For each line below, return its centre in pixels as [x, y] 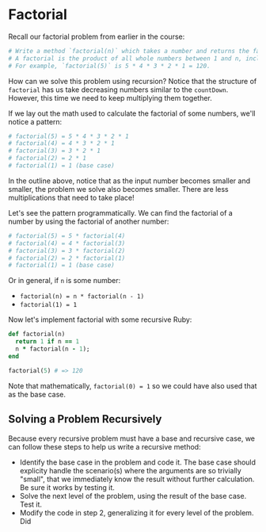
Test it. [30, 504]
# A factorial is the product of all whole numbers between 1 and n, [125, 58]
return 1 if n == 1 [47, 342]
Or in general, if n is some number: [65, 281]
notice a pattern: [35, 121]
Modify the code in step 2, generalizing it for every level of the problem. [137, 512]
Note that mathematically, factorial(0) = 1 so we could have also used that [133, 385]
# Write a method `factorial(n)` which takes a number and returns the [129, 51]
